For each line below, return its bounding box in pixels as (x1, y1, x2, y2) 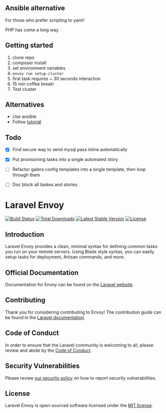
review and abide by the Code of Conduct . (5, 347, 92, 353)
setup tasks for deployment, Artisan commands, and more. (5, 254, 125, 260)
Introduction (5, 230, 45, 239)
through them (12, 172, 41, 178)
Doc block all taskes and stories (12, 181, 78, 188)
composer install (12, 60, 47, 66)
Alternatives (5, 100, 45, 109)
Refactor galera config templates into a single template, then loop (12, 166, 146, 172)
